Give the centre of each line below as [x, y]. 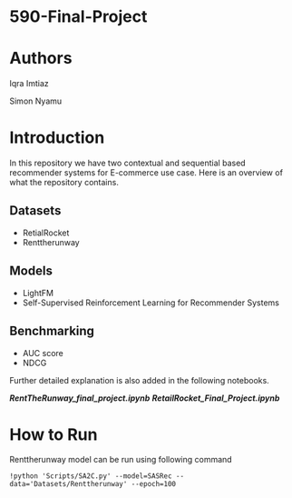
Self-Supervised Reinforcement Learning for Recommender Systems [151, 303]
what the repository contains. [64, 183]
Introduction [57, 138]
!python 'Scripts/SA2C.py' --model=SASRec [91, 476]
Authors [41, 59]
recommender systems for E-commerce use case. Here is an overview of [146, 173]
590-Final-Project [78, 17]
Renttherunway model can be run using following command [121, 460]
